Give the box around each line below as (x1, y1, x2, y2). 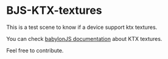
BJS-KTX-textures (6, 4, 102, 17)
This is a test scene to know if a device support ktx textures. (6, 23, 158, 31)
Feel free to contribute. (6, 46, 64, 54)
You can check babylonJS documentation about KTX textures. (6, 35, 163, 42)
